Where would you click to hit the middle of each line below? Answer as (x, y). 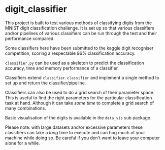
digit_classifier (36, 9)
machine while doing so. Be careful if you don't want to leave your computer (82, 138)
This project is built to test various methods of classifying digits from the (79, 23)
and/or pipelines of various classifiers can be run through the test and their (81, 33)
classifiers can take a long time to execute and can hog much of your (75, 132)
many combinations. (26, 108)
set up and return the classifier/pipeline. (46, 83)
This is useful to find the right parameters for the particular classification (79, 98)
